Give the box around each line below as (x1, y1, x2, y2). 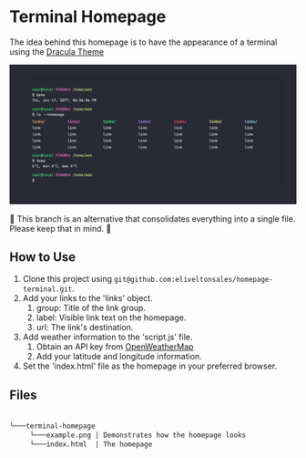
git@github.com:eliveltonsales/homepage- (113, 276, 273, 285)
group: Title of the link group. (36, 303, 146, 314)
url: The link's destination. (36, 322, 134, 333)
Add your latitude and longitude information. (36, 351, 202, 362)
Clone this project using (22, 274, 112, 285)
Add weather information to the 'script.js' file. (22, 331, 193, 343)
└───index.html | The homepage (29, 440, 153, 449)
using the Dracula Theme (9, 46, 105, 57)
